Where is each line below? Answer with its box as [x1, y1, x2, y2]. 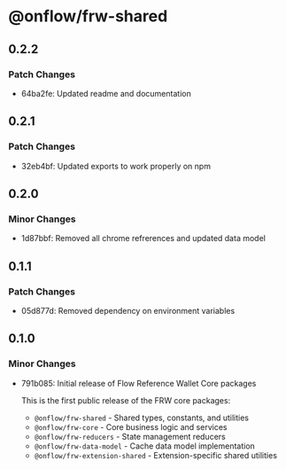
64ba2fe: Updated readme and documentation [20, 88, 191, 98]
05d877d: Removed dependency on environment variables [20, 305, 236, 316]
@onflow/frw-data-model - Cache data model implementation [34, 441, 256, 451]
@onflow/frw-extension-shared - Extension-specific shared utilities [34, 449, 278, 460]
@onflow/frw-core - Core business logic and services [34, 421, 228, 432]
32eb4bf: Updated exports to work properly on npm [20, 160, 212, 171]
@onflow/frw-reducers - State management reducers [34, 431, 227, 442]
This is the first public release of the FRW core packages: [20, 395, 231, 405]
